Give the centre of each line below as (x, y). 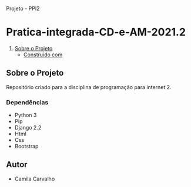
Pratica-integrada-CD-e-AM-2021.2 (96, 32)
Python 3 (26, 115)
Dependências (27, 102)
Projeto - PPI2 (23, 8)
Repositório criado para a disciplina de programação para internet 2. (89, 87)
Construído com (43, 55)
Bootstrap (26, 147)
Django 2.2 (28, 128)
